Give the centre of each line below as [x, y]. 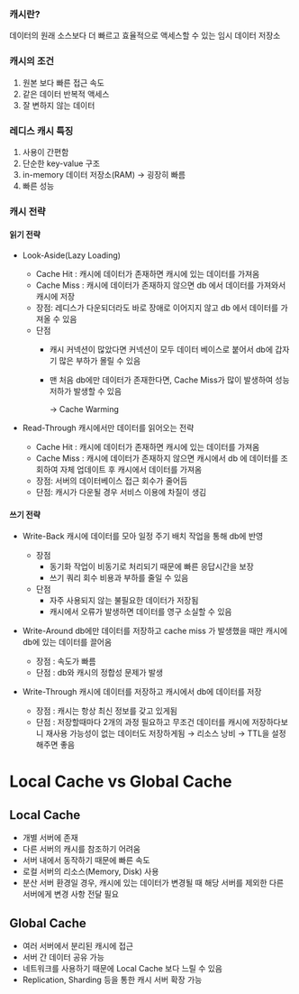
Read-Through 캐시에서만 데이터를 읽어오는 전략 [108, 428]
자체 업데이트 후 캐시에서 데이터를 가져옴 [131, 470]
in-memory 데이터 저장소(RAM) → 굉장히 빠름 [104, 174]
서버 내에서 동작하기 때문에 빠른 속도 [86, 861]
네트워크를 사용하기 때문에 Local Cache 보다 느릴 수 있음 [122, 969]
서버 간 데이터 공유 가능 [63, 957]
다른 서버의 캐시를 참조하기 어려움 [82, 849]
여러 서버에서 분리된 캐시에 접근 [77, 946]
